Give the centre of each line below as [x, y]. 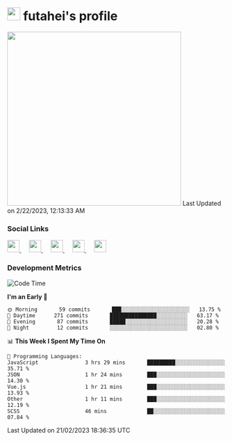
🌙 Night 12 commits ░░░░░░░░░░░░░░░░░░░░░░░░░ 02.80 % [113, 328]
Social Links [28, 228]
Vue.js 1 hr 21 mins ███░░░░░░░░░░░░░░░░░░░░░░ [116, 387]
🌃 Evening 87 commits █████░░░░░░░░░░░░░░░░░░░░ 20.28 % [113, 321]
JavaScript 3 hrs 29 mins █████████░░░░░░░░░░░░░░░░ [116, 362]
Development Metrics [44, 268]
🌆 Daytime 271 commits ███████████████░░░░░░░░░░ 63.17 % [113, 315]
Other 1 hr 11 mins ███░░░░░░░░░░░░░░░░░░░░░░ [116, 399]
